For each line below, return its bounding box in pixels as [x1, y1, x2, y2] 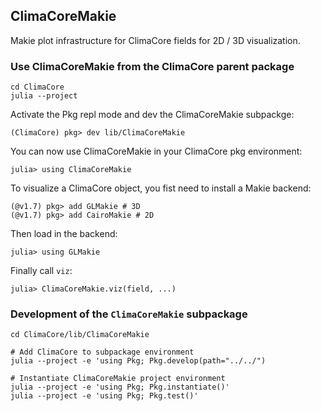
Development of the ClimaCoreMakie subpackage [10, 307, 248, 321]
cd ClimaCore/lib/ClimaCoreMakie [10, 330, 150, 340]
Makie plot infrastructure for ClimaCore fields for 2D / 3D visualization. [10, 34, 301, 46]
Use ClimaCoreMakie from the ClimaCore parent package [10, 59, 295, 73]
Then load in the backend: [10, 228, 118, 240]
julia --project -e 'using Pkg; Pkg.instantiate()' [10, 382, 230, 393]
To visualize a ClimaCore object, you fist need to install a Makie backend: [10, 182, 312, 194]
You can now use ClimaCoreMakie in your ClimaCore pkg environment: [10, 145, 303, 158]
